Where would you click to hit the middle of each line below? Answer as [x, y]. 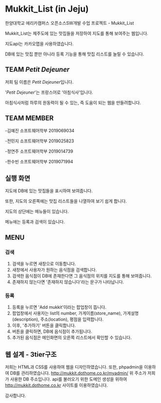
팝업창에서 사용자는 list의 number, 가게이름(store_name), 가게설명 [75, 313]
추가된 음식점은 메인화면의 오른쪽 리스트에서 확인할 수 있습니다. [72, 338]
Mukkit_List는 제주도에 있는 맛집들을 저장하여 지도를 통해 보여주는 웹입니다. [77, 33]
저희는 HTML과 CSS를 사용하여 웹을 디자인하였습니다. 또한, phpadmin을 [74, 367]
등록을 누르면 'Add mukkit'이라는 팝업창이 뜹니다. [59, 307]
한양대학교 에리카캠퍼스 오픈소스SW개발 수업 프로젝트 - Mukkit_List [70, 23]
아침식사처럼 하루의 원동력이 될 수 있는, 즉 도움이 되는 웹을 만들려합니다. [73, 103]
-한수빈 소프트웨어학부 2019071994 [39, 161]
